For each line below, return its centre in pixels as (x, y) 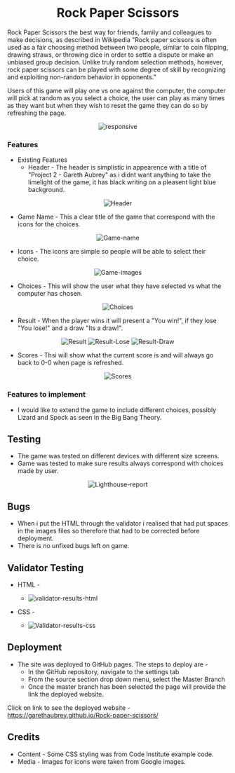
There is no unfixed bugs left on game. (73, 546)
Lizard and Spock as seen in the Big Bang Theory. (89, 417)
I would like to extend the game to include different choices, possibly (117, 410)
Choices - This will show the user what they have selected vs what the (119, 286)
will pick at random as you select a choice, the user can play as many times (116, 98)
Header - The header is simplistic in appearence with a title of (117, 167)
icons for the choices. (49, 224)
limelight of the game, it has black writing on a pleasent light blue (122, 182)
